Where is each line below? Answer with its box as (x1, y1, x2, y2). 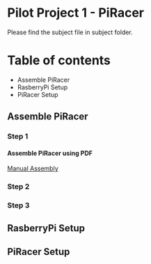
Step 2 (7, 182, 30, 191)
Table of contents (7, 52, 111, 68)
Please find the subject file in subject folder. (7, 28, 134, 36)
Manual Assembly (7, 164, 59, 173)
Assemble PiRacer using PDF (7, 149, 93, 157)
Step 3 (7, 200, 30, 210)
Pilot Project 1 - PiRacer (7, 5, 145, 21)
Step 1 (7, 131, 29, 141)
